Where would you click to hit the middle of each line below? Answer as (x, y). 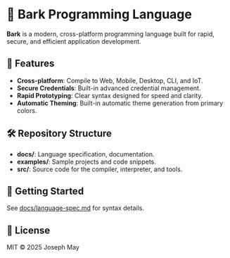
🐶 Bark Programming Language (100, 14)
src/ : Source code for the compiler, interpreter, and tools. (100, 169)
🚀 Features (31, 64)
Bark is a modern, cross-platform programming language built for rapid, (111, 34)
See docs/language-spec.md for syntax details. (76, 208)
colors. (27, 110)
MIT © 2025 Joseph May (43, 247)
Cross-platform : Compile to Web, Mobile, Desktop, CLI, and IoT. (110, 80)
